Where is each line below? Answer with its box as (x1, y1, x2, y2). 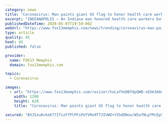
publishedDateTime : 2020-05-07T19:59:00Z (5, 21, 92, 26)
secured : (5, 112, 23, 117)
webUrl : (5, 26, 21, 31)
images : (5, 85, 21, 90)
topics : (5, 71, 21, 76)
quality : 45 (5, 35, 30, 40)
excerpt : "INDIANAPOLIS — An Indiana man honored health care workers (5, 16, 155, 21)
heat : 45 (5, 40, 23, 45)
